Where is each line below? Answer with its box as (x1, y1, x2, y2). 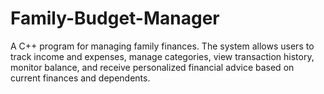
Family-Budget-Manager (10, 7, 220, 30)
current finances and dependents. (10, 72, 151, 84)
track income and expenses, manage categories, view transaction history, (10, 50, 315, 62)
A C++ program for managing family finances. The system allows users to (10, 40, 315, 52)
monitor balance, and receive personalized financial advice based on (10, 61, 295, 73)
